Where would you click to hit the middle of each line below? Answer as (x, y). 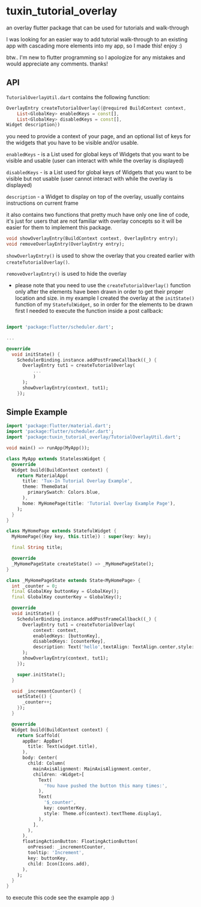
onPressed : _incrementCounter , (67, 847)
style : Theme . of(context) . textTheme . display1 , (103, 813)
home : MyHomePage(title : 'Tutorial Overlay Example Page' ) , (99, 503)
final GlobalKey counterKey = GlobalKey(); (67, 597)
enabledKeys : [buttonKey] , (67, 636)
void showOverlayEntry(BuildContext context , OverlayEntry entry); (92, 238)
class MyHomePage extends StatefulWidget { (61, 531)
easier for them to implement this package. (59, 228)
